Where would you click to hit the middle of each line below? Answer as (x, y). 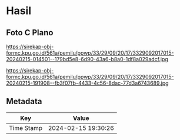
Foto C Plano (30, 33)
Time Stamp (26, 128)
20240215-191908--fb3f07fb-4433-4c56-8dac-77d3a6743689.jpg (87, 83)
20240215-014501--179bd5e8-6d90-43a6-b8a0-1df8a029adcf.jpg (87, 59)
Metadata (24, 101)
